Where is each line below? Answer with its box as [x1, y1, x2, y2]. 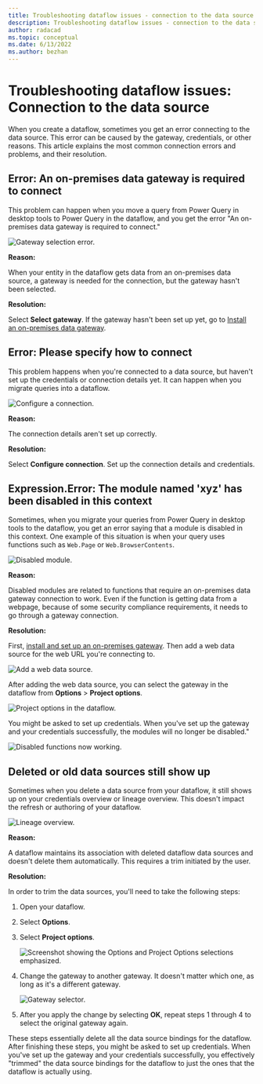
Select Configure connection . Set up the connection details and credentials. [8, 459, 255, 469]
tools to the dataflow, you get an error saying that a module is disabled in [8, 524, 243, 533]
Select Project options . [19, 933, 95, 942]
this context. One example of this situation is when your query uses [8, 531, 225, 542]
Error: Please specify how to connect [8, 346, 193, 360]
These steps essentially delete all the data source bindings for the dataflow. [8, 1034, 252, 1043]
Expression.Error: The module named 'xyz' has [8, 482, 243, 495]
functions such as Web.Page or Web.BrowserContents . [8, 540, 175, 549]
